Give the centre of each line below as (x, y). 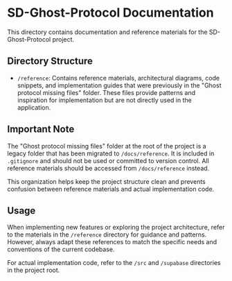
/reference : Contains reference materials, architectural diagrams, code (118, 78)
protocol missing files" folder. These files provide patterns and (106, 92)
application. (34, 107)
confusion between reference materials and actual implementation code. (111, 189)
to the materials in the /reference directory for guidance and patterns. (107, 235)
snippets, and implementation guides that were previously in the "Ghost (119, 85)
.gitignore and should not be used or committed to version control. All (108, 160)
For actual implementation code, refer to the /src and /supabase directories (114, 263)
